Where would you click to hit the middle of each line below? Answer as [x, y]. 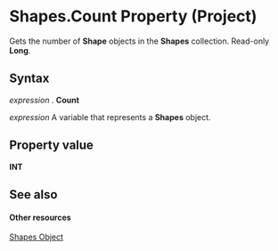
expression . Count [45, 100]
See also [33, 194]
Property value [51, 146]
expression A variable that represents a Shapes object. [110, 117]
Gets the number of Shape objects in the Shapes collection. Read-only [139, 41]
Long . [20, 50]
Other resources [40, 217]
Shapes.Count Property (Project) [133, 16]
